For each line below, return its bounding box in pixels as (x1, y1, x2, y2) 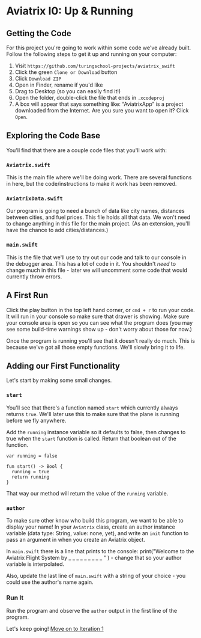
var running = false (6, 453, 58, 459)
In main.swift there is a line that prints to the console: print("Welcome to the (6, 547, 194, 554)
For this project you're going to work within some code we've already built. (6, 44, 191, 51)
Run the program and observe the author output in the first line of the (6, 607, 178, 615)
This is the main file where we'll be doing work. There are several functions (6, 174, 192, 181)
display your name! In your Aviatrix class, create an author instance (6, 523, 175, 530)
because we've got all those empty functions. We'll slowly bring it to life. (6, 343, 185, 351)
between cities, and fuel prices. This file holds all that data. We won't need (6, 213, 191, 221)
